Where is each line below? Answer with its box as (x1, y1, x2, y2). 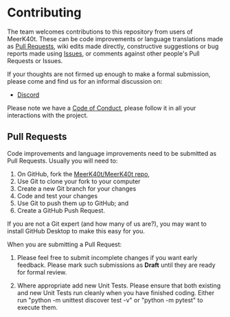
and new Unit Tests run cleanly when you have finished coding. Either (16, 288, 215, 296)
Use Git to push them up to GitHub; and (16, 199, 129, 207)
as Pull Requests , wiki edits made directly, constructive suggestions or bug (7, 42, 219, 50)
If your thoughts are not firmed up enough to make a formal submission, (7, 70, 211, 78)
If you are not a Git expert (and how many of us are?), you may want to (7, 220, 207, 228)
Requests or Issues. (7, 56, 63, 64)
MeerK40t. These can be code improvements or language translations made (7, 34, 224, 43)
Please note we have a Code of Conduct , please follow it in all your (7, 104, 196, 112)
